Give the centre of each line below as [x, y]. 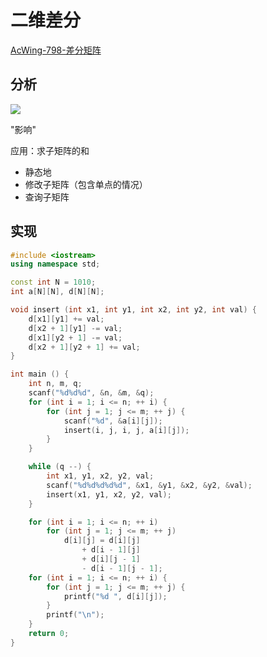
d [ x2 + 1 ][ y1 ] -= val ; [75, 328]
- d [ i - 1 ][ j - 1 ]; [122, 568]
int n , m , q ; [55, 384]
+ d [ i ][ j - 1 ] [111, 559]
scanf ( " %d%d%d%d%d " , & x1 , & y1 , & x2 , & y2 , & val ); [149, 485]
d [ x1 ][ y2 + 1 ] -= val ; [75, 337]
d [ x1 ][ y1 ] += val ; [66, 319]
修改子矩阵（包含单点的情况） [86, 184]
